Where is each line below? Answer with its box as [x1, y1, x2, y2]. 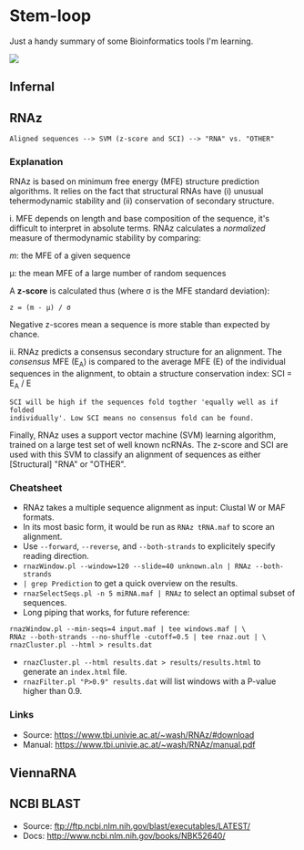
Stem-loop [9, 5, 92, 26]
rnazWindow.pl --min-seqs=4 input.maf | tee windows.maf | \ [9, 625, 247, 634]
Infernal [9, 79, 56, 95]
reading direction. [22, 551, 89, 562]
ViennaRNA [9, 765, 77, 781]
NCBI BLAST [9, 796, 82, 812]
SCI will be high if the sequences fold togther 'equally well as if [9, 398, 279, 407]
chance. [9, 329, 40, 340]
